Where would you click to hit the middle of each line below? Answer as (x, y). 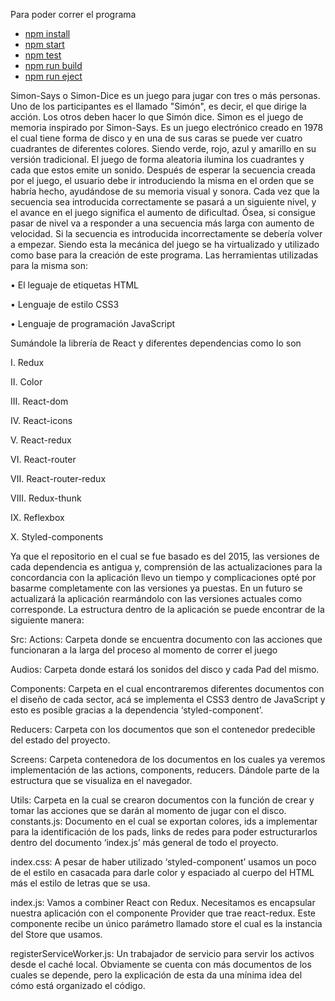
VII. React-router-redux (58, 478)
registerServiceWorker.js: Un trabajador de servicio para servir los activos (162, 953)
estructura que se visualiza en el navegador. (101, 780)
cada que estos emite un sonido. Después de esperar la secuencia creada (163, 170)
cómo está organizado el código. (78, 985)
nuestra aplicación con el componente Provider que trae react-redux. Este (163, 913)
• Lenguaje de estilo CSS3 (65, 304)
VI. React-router (43, 459)
